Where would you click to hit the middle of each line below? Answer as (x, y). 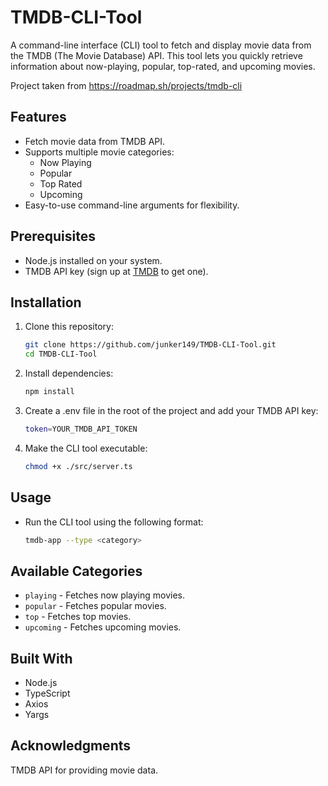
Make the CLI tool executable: (86, 448)
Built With (41, 658)
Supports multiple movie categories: (99, 152)
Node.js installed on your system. (93, 260)
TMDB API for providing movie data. (84, 770)
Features (38, 117)
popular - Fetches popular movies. (95, 606)
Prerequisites (53, 236)
